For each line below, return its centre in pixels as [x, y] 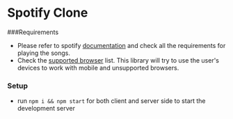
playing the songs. [44, 53]
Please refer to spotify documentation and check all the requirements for [121, 45]
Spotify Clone [48, 13]
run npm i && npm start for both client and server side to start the [112, 101]
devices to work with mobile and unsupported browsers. [98, 68]
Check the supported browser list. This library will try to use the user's [118, 60]
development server [46, 109]
